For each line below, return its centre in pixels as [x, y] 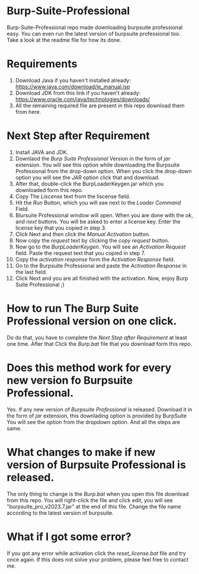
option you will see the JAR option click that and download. [87, 177]
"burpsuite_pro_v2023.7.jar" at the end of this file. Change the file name [94, 506]
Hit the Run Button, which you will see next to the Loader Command [98, 202]
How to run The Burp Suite [73, 308]
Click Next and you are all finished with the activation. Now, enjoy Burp [102, 278]
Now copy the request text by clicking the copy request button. [92, 240]
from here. [28, 111]
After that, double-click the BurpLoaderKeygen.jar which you [89, 184]
